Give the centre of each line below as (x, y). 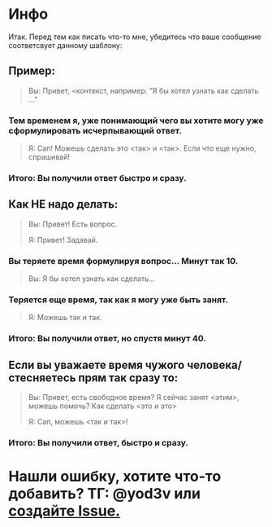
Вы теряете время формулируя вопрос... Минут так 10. (123, 261)
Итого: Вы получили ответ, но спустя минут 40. (108, 339)
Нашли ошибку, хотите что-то (115, 476)
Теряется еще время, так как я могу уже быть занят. (119, 300)
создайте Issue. (64, 511)
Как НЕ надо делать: (63, 204)
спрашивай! (49, 157)
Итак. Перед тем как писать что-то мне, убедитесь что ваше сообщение (135, 37)
